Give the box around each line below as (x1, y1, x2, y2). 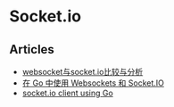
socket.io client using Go (21, 87, 113, 98)
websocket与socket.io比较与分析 (21, 67, 144, 77)
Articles (9, 42, 55, 57)
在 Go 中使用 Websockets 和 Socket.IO (21, 78, 165, 88)
